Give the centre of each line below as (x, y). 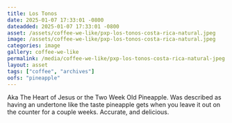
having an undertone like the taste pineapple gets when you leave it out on (114, 105)
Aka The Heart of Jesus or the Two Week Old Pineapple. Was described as (114, 97)
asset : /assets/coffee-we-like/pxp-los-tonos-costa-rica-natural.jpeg (111, 33)
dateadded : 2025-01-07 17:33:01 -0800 (63, 26)
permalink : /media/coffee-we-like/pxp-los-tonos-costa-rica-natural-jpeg (116, 59)
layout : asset (28, 65)
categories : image (34, 46)
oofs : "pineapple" (34, 78)
